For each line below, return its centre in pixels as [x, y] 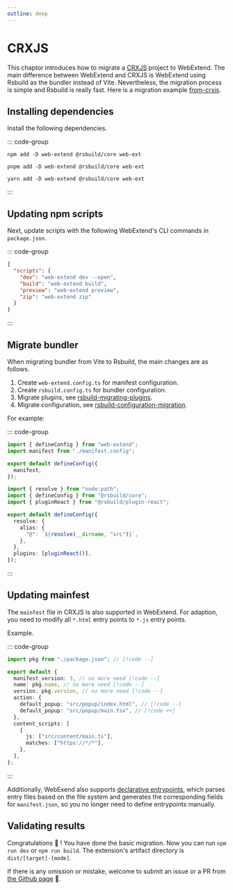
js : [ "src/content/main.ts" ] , [69, 737]
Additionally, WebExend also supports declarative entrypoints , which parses [116, 789]
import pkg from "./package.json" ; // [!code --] [81, 659]
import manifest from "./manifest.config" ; [71, 451]
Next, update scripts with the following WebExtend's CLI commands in [108, 231]
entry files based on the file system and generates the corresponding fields [115, 797]
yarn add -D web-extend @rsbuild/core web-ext [76, 179]
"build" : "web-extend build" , [64, 284]
